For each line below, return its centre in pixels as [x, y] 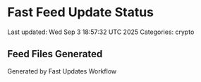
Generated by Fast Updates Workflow [62, 71]
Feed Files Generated [55, 54]
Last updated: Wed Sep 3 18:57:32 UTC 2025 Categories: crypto [101, 32]
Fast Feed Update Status [80, 12]
